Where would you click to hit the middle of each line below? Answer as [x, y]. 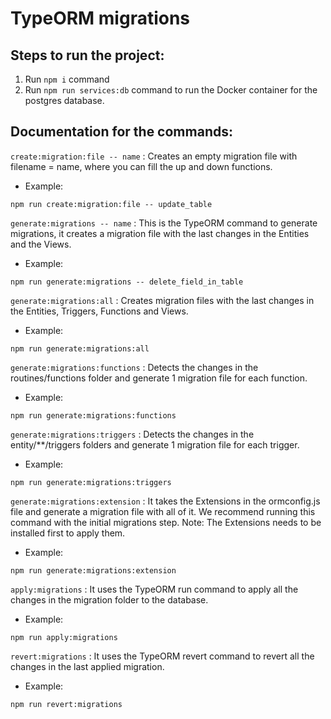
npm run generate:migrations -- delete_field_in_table [127, 282]
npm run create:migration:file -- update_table [111, 204]
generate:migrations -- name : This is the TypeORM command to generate [164, 223]
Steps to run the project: [87, 55]
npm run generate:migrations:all [80, 348]
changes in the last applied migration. [87, 666]
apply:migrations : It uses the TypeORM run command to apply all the [154, 589]
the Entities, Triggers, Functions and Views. [99, 311]
